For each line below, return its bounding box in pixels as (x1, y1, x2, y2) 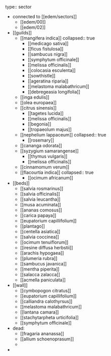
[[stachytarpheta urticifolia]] (20, 315, 79, 320)
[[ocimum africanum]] (27, 175, 73, 181)
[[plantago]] (20, 223, 45, 229)
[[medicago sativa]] (27, 40, 69, 47)
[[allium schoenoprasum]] (20, 336, 74, 342)
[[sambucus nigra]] (27, 51, 68, 57)
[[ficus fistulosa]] (27, 46, 64, 52)
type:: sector (5, 4, 32, 10)
